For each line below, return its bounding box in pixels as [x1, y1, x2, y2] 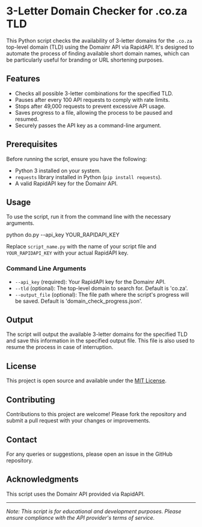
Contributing [6, 394, 55, 405]
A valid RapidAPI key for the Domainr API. [14, 180, 118, 187]
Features [6, 74, 40, 84]
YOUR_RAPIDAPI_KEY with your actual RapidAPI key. [6, 249, 129, 257]
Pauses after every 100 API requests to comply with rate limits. [14, 96, 170, 103]
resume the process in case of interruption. [6, 344, 114, 351]
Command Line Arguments [6, 264, 87, 273]
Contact [6, 434, 37, 444]
